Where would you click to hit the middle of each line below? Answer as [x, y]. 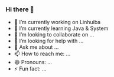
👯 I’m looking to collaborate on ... [54, 35]
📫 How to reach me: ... [42, 54]
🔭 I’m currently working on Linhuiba [57, 22]
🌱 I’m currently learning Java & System [61, 28]
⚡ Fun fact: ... [30, 69]
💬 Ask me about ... [36, 47]
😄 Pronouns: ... [33, 62]
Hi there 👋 [20, 9]
